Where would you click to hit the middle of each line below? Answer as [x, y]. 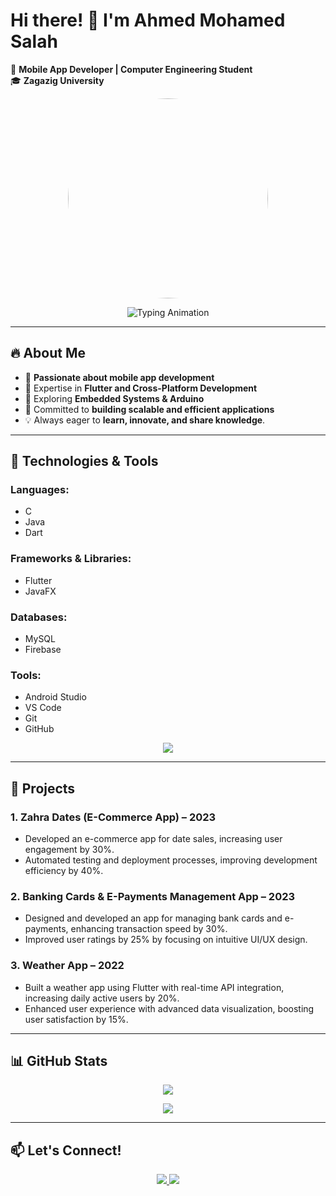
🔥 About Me [48, 353]
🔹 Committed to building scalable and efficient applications [149, 409]
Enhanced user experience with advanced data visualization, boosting [169, 1008]
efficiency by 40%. [64, 871]
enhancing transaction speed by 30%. [149, 929]
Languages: [40, 490]
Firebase [43, 650]
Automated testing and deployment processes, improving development [171, 860]
